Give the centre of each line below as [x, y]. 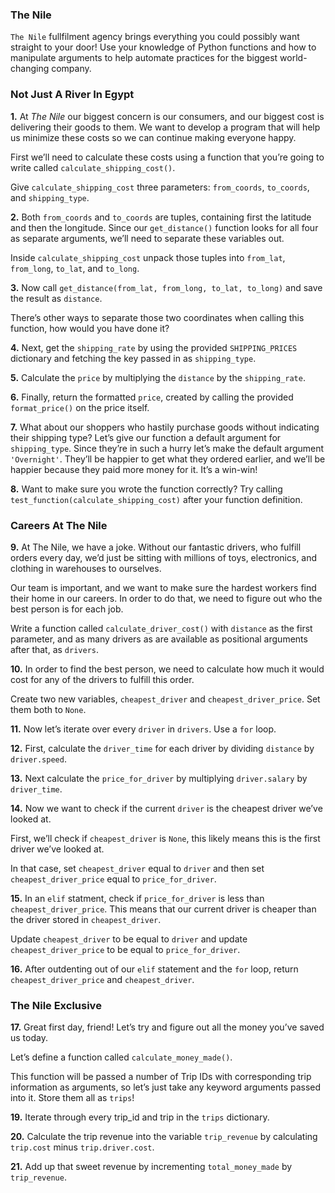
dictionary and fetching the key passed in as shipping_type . [133, 358]
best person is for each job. [67, 609]
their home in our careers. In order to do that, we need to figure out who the [166, 598]
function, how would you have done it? [90, 328]
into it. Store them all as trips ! [72, 1098]
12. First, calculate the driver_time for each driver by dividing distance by [162, 748]
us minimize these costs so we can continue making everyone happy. [153, 137]
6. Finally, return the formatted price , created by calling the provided [152, 397]
